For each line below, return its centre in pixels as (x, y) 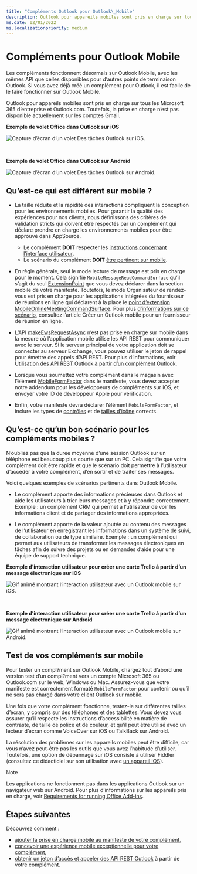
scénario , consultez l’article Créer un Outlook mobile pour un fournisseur (102, 315)
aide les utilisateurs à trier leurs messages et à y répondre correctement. (102, 500)
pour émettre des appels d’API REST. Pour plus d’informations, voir (95, 357)
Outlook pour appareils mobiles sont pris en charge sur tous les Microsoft (95, 103)
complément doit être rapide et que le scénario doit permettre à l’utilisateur (96, 465)
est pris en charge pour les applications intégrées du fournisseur (106, 296)
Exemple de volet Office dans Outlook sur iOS (62, 127)
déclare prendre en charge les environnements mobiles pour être (93, 230)
